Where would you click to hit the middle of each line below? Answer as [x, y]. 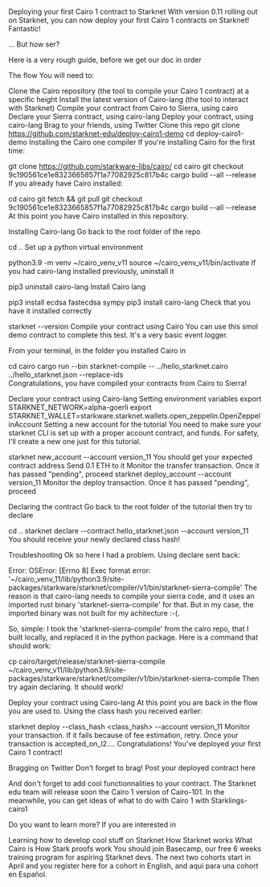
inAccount [25, 424]
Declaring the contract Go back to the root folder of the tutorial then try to [130, 507]
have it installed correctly [50, 311]
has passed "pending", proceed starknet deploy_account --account [120, 474]
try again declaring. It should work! [66, 687]
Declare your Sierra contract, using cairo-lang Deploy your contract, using [131, 116]
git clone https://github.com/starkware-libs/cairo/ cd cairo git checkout [126, 166]
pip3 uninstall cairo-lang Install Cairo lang [77, 287]
